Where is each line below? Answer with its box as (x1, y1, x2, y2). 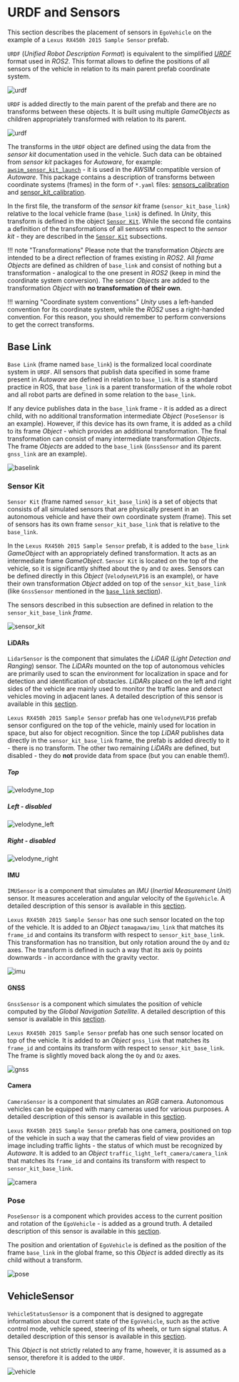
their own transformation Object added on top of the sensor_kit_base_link (7, 579, 227, 588)
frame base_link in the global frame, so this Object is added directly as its (7, 1249, 225, 1257)
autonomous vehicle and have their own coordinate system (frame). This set (7, 513, 232, 521)
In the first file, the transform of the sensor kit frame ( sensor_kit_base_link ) (7, 201, 230, 210)
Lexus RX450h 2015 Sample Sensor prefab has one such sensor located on (7, 1028, 223, 1037)
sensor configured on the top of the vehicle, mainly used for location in (7, 721, 216, 730)
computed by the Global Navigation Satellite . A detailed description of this (7, 1007, 226, 1015)
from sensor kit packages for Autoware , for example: (7, 158, 163, 166)
